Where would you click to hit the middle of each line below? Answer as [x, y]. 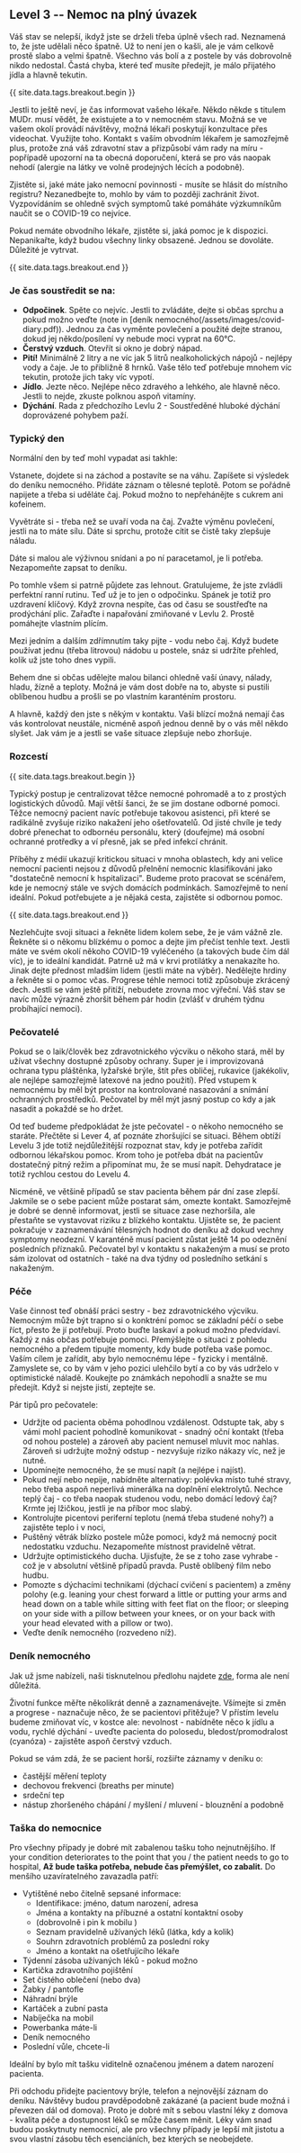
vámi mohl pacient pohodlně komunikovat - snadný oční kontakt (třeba [153, 1432]
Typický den [37, 438]
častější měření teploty [64, 1776]
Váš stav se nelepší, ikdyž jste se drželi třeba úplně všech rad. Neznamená [147, 36]
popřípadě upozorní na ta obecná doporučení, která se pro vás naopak [140, 158]
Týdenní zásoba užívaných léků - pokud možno [110, 1960]
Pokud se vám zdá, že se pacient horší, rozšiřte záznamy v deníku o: [136, 1758]
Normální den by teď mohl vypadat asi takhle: [93, 458]
